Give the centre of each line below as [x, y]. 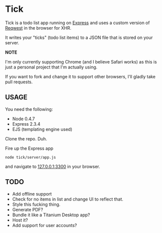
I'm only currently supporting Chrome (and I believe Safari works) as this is [81, 62]
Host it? [20, 220]
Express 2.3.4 [26, 124]
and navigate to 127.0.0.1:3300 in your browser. [53, 166]
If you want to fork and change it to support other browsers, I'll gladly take [81, 76]
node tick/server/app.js [31, 157]
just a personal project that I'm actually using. [51, 67]
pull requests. [19, 82]
